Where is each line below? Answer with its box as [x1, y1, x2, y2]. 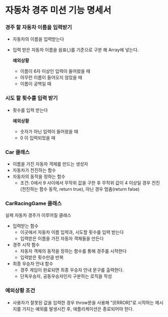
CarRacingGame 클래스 [5, 200, 62, 207]
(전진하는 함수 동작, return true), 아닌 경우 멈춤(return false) [20, 186, 140, 192]
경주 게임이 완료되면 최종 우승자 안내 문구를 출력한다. [20, 267, 124, 273]
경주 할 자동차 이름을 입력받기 [5, 24, 72, 31]
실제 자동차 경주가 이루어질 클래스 [5, 212, 72, 218]
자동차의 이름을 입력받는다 [12, 36, 65, 42]
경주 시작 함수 [12, 242, 40, 248]
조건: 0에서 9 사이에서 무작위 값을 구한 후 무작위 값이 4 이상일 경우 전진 [20, 180, 160, 186]
